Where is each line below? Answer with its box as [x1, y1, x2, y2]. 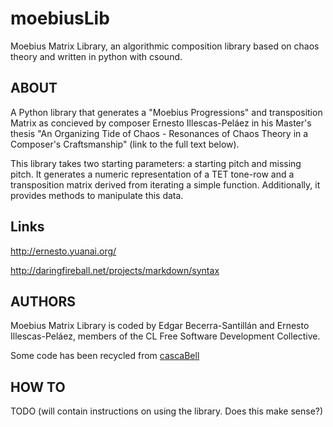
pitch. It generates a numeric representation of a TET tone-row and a [10, 168, 295, 180]
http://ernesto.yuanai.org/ [10, 245, 117, 257]
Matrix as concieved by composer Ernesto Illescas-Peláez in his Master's [10, 117, 312, 129]
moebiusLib [10, 7, 110, 30]
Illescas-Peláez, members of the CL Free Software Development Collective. [10, 330, 321, 342]
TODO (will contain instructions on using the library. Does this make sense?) [10, 405, 324, 417]
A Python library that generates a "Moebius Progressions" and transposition [10, 106, 323, 118]
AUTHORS [10, 293, 77, 310]
